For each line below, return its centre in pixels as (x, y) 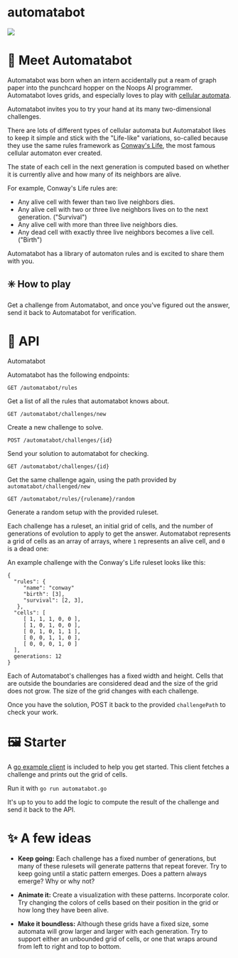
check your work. (33, 712)
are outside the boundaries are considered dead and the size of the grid (113, 683)
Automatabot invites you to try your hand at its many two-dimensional (109, 109)
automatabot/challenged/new (49, 486)
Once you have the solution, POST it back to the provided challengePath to (117, 704)
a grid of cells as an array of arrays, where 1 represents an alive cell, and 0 (116, 541)
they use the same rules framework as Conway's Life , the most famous (112, 145)
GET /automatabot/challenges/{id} (59, 467)
